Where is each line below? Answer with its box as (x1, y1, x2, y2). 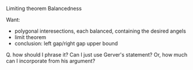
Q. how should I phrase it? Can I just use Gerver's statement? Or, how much (6, 51, 188, 58)
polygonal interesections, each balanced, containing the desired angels (14, 27, 187, 34)
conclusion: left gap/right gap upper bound (14, 40, 118, 47)
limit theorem (14, 34, 47, 40)
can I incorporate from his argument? (6, 58, 96, 64)
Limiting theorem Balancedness (6, 5, 82, 12)
